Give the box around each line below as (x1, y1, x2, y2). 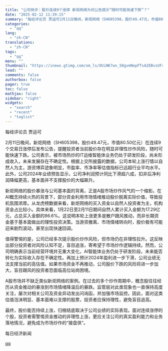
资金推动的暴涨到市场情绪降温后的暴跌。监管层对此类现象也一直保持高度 (13, 284, 163, 290)
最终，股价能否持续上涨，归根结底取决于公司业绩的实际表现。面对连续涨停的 (5, 307, 163, 313)
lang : (5, 31, 16, 36)
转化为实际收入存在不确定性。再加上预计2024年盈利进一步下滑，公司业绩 (5, 254, 156, 260)
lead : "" (5, 68, 23, 73)
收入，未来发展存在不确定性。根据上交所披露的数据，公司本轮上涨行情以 (9, 158, 158, 164)
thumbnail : (5, 63, 28, 68)
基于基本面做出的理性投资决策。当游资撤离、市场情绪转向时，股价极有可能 (9, 219, 163, 225)
